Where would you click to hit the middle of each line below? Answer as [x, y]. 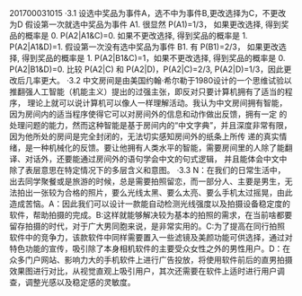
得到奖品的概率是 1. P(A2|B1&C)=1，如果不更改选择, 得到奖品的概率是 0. [153, 58]
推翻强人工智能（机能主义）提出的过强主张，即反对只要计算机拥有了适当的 [147, 91]
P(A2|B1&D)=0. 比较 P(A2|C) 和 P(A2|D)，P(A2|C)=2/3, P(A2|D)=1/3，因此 [147, 69]
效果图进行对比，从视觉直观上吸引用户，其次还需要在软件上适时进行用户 [143, 271]
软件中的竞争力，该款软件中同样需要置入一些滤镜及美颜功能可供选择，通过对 [151, 237]
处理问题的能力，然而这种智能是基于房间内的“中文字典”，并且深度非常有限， [151, 125]
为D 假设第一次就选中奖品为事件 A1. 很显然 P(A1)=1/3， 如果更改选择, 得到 [145, 24]
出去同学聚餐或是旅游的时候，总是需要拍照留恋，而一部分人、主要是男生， [147, 181]
